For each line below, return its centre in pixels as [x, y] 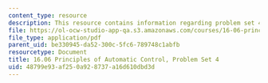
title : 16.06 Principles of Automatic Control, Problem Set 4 [114, 60]
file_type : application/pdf [55, 38]
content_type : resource [48, 15]
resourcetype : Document [48, 52]
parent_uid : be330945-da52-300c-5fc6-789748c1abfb [94, 45]
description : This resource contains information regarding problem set [132, 23]
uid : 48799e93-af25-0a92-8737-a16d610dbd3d [82, 67]
